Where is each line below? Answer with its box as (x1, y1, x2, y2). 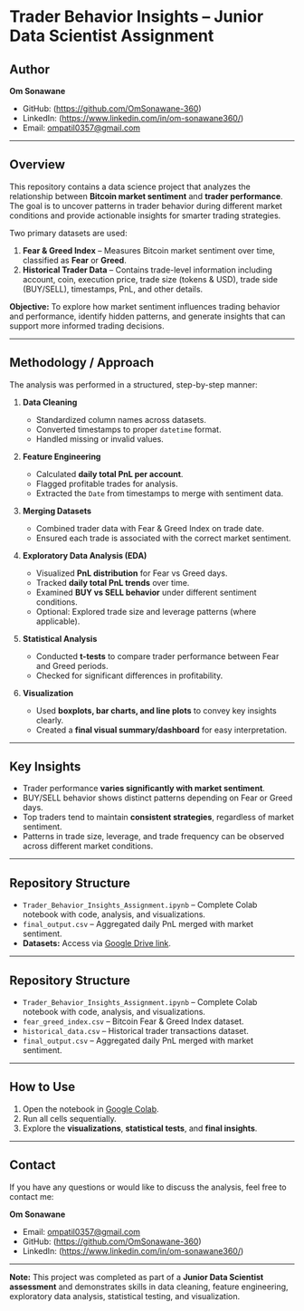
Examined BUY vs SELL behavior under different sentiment (35, 587, 257, 598)
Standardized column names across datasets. (35, 414, 206, 425)
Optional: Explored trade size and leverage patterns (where (35, 606, 257, 617)
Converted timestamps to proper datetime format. (35, 424, 222, 435)
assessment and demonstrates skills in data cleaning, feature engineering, (9, 1281, 289, 1292)
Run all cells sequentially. (22, 1113, 117, 1124)
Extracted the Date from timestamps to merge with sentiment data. (35, 487, 284, 499)
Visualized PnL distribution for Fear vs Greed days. (35, 568, 228, 579)
